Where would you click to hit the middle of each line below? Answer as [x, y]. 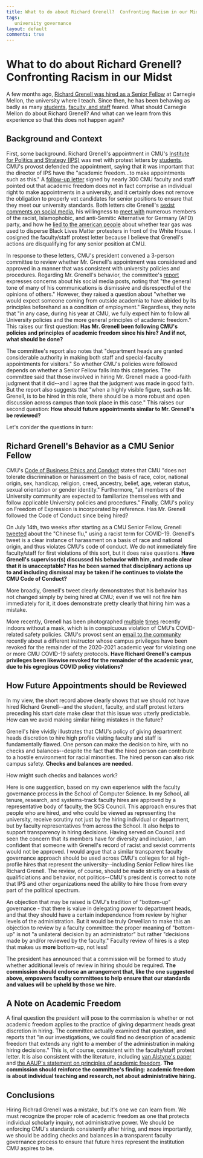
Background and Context [54, 139]
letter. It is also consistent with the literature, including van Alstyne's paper [99, 1057]
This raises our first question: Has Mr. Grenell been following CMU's [92, 326]
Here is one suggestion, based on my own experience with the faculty [93, 787]
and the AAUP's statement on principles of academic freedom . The [90, 1063]
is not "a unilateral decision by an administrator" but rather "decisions [103, 934]
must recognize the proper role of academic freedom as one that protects [98, 1116]
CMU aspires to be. [30, 1148]
